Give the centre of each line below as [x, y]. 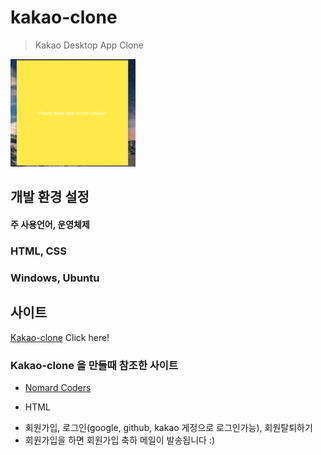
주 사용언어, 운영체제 [50, 224]
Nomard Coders [58, 387]
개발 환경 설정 [50, 197]
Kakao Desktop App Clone [89, 45]
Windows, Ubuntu [55, 278]
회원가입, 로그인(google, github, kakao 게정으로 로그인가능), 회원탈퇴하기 [168, 427]
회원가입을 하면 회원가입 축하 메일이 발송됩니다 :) [120, 440]
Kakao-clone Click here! [60, 337]
